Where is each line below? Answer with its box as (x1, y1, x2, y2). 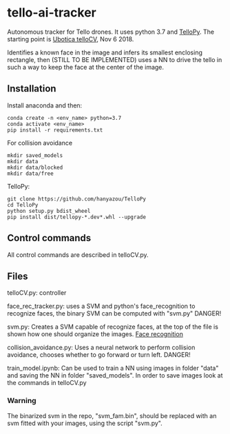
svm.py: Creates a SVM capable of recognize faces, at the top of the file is (7, 322, 219, 331)
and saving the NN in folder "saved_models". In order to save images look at (7, 371, 223, 380)
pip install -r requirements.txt (7, 126, 103, 134)
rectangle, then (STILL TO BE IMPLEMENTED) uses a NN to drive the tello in (7, 55, 222, 63)
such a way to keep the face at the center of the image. (7, 63, 164, 71)
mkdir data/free (7, 170, 54, 177)
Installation (7, 83, 56, 94)
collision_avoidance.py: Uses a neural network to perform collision (7, 343, 196, 352)
